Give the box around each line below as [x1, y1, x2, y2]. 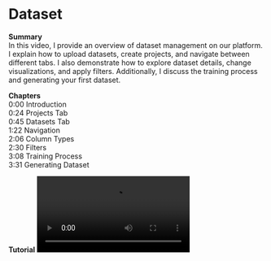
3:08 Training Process [8, 151, 83, 161]
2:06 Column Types [8, 133, 75, 143]
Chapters [8, 90, 41, 100]
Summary [8, 32, 42, 41]
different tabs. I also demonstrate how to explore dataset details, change [8, 58, 252, 67]
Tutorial [8, 245, 36, 254]
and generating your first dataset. [8, 75, 121, 85]
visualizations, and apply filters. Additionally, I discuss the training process [8, 66, 258, 76]
